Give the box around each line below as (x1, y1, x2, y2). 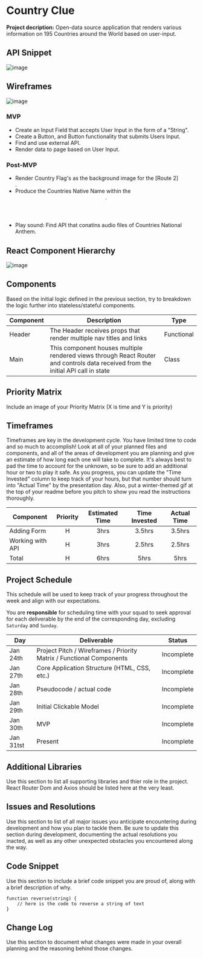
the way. (6, 843, 28, 851)
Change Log (6, 922, 53, 933)
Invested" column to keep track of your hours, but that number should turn (6, 475, 192, 482)
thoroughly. (6, 494, 35, 502)
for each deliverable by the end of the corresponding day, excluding (6, 616, 176, 623)
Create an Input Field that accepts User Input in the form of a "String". (14, 126, 189, 133)
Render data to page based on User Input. (14, 145, 120, 153)
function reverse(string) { (6, 895, 77, 902)
